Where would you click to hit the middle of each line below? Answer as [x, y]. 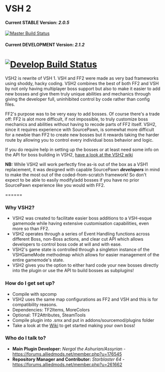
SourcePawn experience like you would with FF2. [55, 185]
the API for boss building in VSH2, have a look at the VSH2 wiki [69, 155]
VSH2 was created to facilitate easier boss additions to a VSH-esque [82, 218]
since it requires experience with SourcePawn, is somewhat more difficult [80, 129]
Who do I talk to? [26, 338]
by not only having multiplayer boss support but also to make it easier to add [83, 89]
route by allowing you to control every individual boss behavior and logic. [79, 140]
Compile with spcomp [34, 294]
